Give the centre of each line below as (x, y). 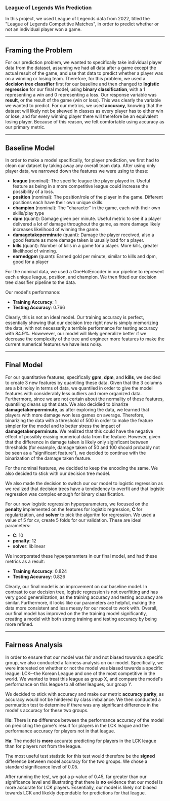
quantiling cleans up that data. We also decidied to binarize (67, 404)
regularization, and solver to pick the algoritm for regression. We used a (80, 515)
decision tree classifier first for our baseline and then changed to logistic (82, 84)
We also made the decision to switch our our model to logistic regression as (84, 483)
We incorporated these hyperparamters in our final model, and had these (81, 556)
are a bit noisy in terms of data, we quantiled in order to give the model (79, 388)
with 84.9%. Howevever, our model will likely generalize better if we (76, 333)
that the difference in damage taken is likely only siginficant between (77, 442)
